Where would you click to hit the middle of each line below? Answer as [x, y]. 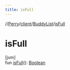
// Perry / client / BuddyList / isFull [35, 24]
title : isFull [20, 10]
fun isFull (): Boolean [25, 63]
